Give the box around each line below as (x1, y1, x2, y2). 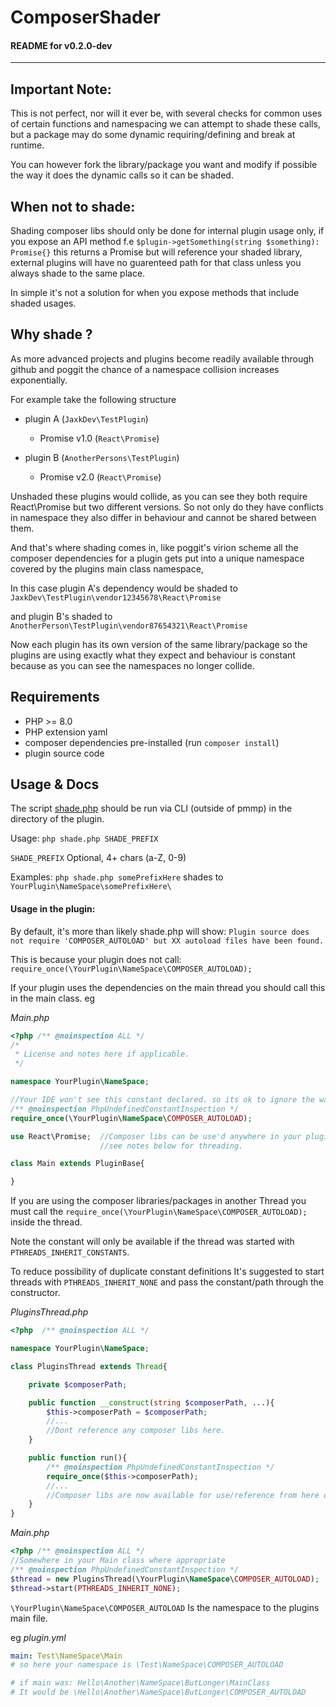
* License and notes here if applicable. (14, 1049, 190, 1060)
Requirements (10, 689, 100, 706)
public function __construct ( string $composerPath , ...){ (28, 1397, 275, 1408)
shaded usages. (10, 297, 77, 310)
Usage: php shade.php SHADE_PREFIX (10, 832, 159, 845)
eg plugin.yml (10, 1631, 67, 1643)
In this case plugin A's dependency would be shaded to (10, 582, 238, 594)
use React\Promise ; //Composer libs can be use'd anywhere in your (10, 1131, 302, 1141)
